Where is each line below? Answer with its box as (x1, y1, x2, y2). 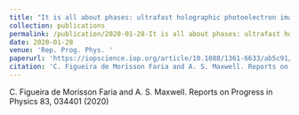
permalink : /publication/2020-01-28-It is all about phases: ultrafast (9, 29, 280, 38)
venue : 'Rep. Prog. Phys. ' (9, 46, 114, 55)
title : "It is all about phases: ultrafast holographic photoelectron (9, 12, 277, 22)
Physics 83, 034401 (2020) (9, 96, 109, 106)
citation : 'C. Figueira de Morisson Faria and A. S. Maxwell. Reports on (9, 63, 289, 72)
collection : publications (9, 21, 105, 30)
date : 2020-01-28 (9, 37, 74, 47)
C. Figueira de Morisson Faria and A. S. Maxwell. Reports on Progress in (9, 86, 273, 97)
